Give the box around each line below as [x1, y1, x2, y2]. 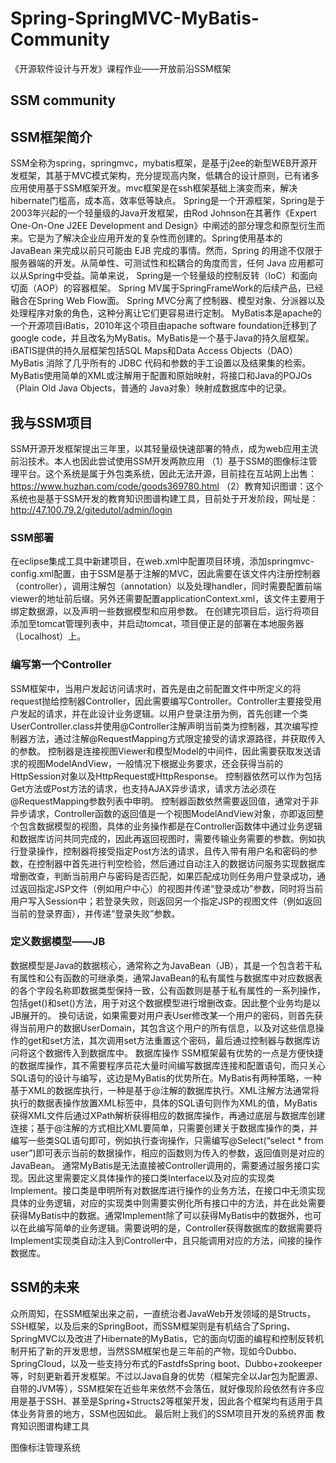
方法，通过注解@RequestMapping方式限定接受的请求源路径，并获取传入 [27, 732, 326, 744]
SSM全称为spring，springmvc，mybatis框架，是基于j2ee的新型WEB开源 [10, 157, 310, 169]
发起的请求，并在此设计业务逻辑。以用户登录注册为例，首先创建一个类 [18, 707, 308, 719]
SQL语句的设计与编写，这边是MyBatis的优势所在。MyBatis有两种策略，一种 [10, 1072, 322, 1084]
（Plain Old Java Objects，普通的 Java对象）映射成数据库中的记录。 [10, 382, 292, 394]
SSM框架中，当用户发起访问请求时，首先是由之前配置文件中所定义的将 [10, 682, 302, 694]
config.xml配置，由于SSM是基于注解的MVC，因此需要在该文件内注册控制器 [10, 568, 321, 580]
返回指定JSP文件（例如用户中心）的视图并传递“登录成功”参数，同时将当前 [18, 882, 324, 894]
